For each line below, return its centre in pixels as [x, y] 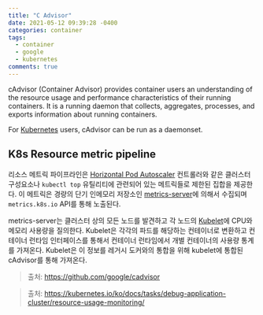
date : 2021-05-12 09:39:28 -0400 [63, 23]
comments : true [33, 67]
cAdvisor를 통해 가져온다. [48, 260]
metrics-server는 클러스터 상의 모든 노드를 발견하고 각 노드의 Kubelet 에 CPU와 [131, 220]
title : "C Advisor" [40, 15]
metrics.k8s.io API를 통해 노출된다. [65, 204]
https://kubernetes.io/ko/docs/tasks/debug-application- [135, 293]
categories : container [45, 30]
